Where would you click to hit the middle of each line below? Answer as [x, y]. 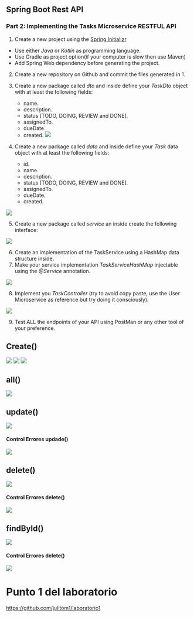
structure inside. [34, 258]
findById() [25, 528]
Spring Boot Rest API [45, 10]
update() [22, 412]
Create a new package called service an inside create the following [96, 224]
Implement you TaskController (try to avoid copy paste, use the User [97, 293]
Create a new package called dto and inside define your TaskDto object [101, 86]
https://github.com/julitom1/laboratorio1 [53, 608]
